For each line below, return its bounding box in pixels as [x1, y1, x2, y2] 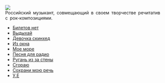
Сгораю [12, 62, 29, 67]
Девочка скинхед [12, 35, 50, 41]
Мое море [12, 46, 34, 52]
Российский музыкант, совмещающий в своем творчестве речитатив [5, 10, 160, 15]
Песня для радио [12, 51, 49, 57]
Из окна [12, 40, 30, 46]
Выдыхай [12, 30, 32, 36]
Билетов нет [12, 25, 39, 30]
